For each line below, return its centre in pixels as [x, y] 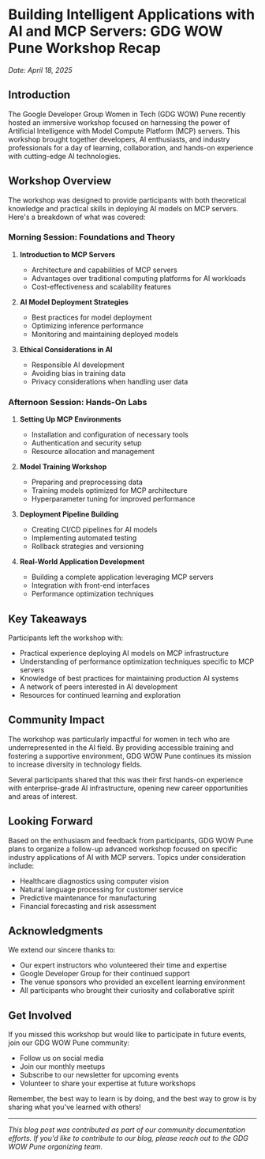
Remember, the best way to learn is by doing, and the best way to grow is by [132, 1099]
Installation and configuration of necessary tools [110, 435]
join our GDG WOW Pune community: [69, 1043]
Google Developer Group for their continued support [105, 974]
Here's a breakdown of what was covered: [77, 217]
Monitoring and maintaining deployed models [105, 334]
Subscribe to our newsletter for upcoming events [99, 1075]
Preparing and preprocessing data [87, 482]
